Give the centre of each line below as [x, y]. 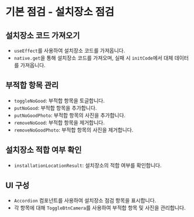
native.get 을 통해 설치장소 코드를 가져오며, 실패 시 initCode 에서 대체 [93, 58]
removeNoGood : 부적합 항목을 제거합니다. [59, 122]
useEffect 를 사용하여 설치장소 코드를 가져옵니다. [69, 51]
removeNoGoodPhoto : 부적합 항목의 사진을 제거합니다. [74, 130]
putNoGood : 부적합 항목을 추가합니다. [55, 108]
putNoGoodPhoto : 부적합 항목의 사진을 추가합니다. [70, 115]
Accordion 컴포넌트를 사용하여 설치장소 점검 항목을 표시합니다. [85, 201]
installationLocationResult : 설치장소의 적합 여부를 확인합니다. [88, 165]
